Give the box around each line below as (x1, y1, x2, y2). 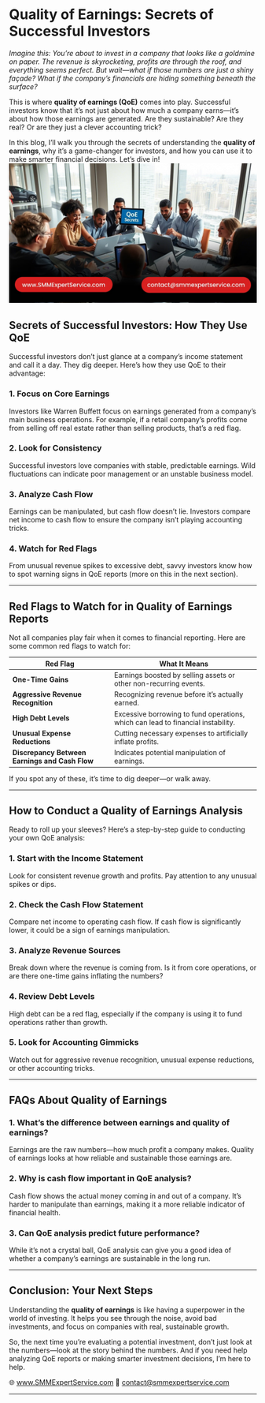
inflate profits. (114, 736, 160, 746)
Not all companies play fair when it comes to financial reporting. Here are (9, 633, 246, 642)
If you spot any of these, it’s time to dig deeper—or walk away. (9, 773, 212, 783)
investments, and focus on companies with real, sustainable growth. (9, 1322, 230, 1331)
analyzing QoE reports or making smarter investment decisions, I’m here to (9, 1353, 251, 1363)
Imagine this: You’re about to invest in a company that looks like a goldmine (9, 48, 255, 58)
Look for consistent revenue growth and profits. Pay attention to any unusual (9, 870, 257, 881)
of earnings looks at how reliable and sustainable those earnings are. (9, 1154, 233, 1163)
